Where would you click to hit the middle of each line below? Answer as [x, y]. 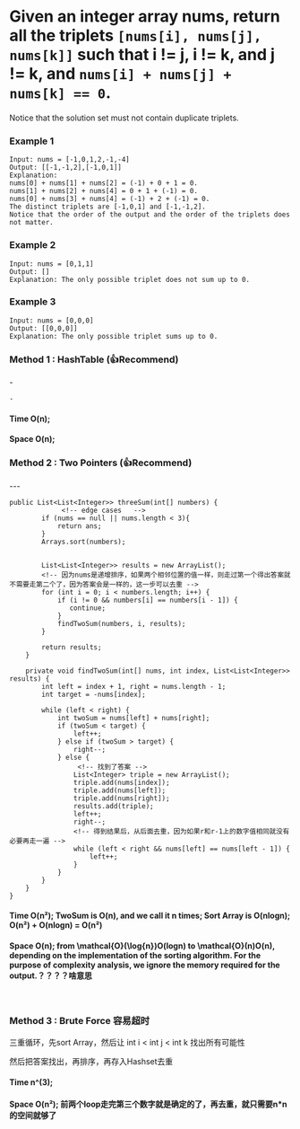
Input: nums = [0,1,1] [51, 264]
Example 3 [33, 302]
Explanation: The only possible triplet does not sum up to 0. [130, 279]
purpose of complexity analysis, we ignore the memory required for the [145, 965]
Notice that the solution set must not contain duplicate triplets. [124, 118]
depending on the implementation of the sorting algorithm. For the [135, 955]
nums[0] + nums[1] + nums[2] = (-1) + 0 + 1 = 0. [104, 183]
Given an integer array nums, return [145, 17]
